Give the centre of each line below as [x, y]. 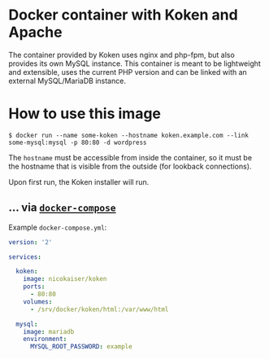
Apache [35, 32]
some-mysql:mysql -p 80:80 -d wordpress [78, 142]
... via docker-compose [62, 208]
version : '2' [30, 242]
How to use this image [85, 114]
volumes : [38, 302]
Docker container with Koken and [123, 15]
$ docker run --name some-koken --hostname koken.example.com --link [129, 135]
